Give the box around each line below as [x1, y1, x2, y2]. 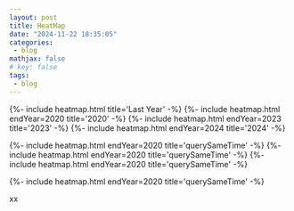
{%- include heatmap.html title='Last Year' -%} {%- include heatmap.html [9, 103, 281, 114]
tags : [9, 71, 29, 80]
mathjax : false [9, 54, 66, 63]
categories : [9, 37, 53, 47]
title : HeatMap [9, 21, 66, 30]
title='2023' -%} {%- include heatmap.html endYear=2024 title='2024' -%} [9, 122, 287, 134]
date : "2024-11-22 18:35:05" [9, 29, 118, 38]
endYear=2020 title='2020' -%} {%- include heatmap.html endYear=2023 [9, 113, 282, 124]
